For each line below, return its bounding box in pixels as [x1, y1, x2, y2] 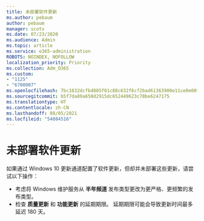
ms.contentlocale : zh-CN [6, 104, 69, 111]
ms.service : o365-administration [6, 48, 91, 54]
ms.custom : [6, 71, 34, 77]
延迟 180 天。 [15, 208, 49, 216]
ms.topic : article [6, 43, 53, 49]
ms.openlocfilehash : [6, 88, 59, 94]
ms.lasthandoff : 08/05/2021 [6, 110, 78, 116]
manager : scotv [6, 25, 45, 32]
